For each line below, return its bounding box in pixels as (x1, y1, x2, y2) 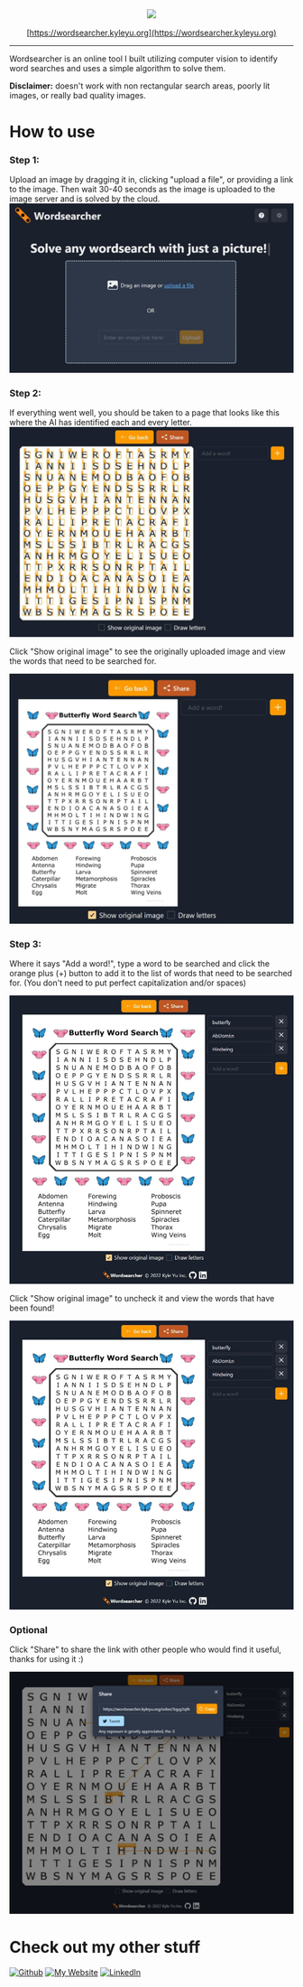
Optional (9, 1623, 48, 1636)
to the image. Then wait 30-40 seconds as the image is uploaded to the (9, 184, 276, 195)
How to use (9, 122, 96, 143)
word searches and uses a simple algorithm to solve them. (9, 63, 226, 73)
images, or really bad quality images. (9, 90, 146, 100)
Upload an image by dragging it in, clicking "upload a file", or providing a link (9, 174, 294, 185)
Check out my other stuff (9, 1937, 201, 1958)
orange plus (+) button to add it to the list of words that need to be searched (9, 967, 293, 978)
